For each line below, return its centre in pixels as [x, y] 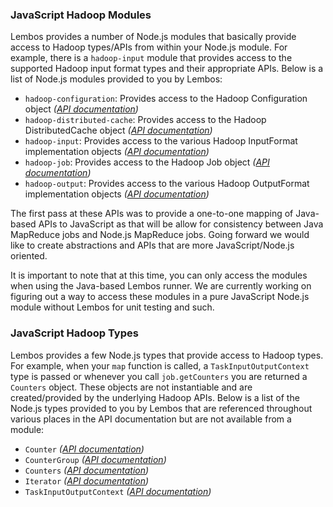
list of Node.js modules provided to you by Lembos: [116, 79]
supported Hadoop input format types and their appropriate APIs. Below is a [167, 69]
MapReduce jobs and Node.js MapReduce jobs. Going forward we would [160, 235]
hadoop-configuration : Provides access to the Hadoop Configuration [166, 99]
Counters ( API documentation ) [87, 470]
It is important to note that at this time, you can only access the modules [159, 275]
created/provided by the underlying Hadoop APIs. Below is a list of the [155, 397]
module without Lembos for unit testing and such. [112, 307]
